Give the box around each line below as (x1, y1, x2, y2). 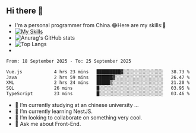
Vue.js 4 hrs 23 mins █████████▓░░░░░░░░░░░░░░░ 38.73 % (6, 69, 190, 74)
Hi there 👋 (6, 6, 43, 16)
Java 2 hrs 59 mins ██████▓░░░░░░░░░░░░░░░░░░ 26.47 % (6, 74, 190, 80)
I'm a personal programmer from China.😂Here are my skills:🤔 (14, 21, 166, 28)
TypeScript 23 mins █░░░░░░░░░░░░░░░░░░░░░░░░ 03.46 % (6, 91, 190, 97)
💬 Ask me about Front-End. (14, 121, 81, 128)
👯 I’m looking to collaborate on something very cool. (14, 114, 143, 121)
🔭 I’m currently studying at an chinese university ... (14, 102, 139, 109)
